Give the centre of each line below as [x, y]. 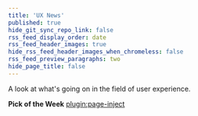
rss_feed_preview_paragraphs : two [65, 60]
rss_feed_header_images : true [58, 45]
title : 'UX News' [36, 15]
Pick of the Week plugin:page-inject [67, 103]
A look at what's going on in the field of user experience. [99, 89]
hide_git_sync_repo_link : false [61, 30]
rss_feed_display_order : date [58, 37]
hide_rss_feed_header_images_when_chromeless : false [96, 52]
